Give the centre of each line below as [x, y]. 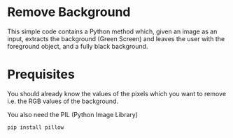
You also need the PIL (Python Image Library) [73, 114]
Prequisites [41, 75]
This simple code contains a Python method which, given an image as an [112, 31]
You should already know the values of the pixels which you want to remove [116, 93]
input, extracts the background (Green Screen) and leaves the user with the [116, 38]
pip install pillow [36, 127]
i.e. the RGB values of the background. [63, 101]
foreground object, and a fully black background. [78, 46]
